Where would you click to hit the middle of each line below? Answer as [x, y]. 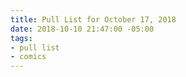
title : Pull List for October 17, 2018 [93, 19]
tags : [21, 38]
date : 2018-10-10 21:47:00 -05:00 [82, 29]
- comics [28, 57]
